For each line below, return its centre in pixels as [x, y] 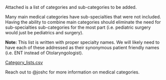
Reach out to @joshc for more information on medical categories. [72, 72]
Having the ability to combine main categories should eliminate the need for [83, 22]
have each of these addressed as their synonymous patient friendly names [82, 47]
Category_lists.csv [24, 62]
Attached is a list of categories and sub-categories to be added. [71, 7]
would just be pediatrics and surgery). [44, 33]
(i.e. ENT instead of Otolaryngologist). [44, 53]
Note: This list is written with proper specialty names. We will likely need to [82, 42]
